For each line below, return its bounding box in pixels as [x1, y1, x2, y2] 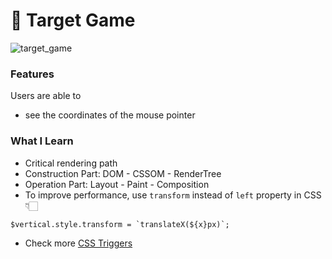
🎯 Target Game [10, 9, 136, 32]
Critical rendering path [24, 157, 118, 169]
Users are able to [10, 90, 82, 102]
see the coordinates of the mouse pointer [24, 109, 196, 121]
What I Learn [10, 134, 74, 148]
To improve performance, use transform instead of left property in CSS [24, 189, 322, 201]
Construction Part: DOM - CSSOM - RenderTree [24, 167, 222, 179]
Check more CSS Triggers [24, 237, 133, 249]
